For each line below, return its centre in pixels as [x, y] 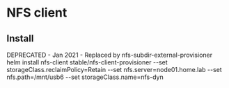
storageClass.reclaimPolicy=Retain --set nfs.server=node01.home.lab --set [114, 70]
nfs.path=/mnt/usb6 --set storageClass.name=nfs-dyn [85, 77]
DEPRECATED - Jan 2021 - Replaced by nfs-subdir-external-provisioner [110, 55]
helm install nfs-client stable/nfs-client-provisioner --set [87, 62]
